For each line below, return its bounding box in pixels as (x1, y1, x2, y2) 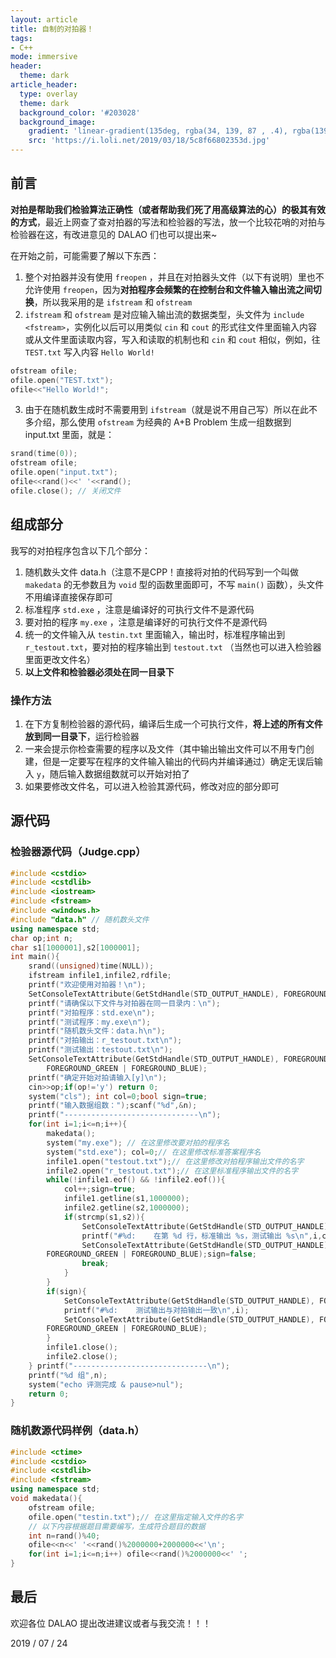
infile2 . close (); (46, 1352, 118, 1362)
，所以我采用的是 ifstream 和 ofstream (33, 296, 193, 308)
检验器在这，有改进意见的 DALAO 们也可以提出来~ (10, 228, 218, 240)
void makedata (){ (10, 1494, 83, 1504)
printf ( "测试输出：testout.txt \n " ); (28, 1045, 173, 1055)
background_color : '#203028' (19, 107, 141, 118)
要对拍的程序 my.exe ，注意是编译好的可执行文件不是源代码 (24, 616, 268, 628)
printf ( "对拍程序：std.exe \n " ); (28, 1007, 156, 1018)
